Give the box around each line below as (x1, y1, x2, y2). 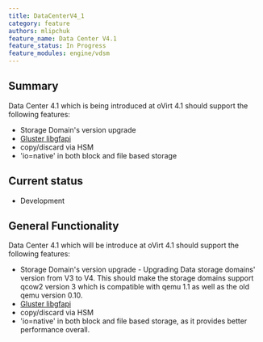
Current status (8, 175, 83, 188)
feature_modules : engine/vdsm (8, 49, 111, 57)
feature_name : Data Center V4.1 (8, 34, 117, 43)
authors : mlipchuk (8, 27, 70, 35)
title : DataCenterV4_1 (8, 11, 85, 20)
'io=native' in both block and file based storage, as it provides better (19, 316, 248, 326)
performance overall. (19, 325, 90, 335)
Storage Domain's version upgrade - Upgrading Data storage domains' (19, 264, 256, 275)
